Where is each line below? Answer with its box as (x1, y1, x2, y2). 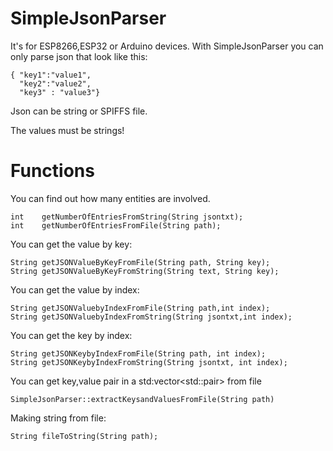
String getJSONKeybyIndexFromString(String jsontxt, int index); (10, 357, 288, 367)
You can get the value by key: (10, 238, 133, 250)
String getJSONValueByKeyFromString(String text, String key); (10, 266, 280, 276)
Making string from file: (10, 412, 107, 424)
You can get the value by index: (10, 283, 140, 296)
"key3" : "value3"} (19, 87, 101, 97)
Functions (10, 160, 95, 182)
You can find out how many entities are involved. (10, 192, 211, 204)
